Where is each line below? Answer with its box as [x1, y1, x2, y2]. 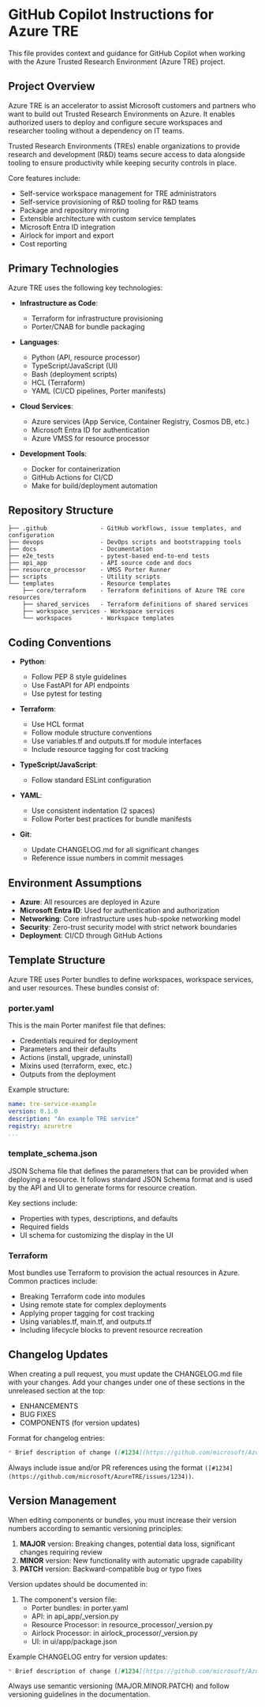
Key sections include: [8, 1198, 78, 1208]
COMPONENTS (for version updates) [19, 1418, 140, 1427]
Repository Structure [8, 503, 114, 517]
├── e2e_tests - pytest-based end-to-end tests [8, 552, 211, 560]
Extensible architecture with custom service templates [19, 213, 196, 223]
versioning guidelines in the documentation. [8, 1690, 151, 1699]
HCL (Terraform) [31, 378, 85, 387]
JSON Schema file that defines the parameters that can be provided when [8, 1166, 248, 1175]
